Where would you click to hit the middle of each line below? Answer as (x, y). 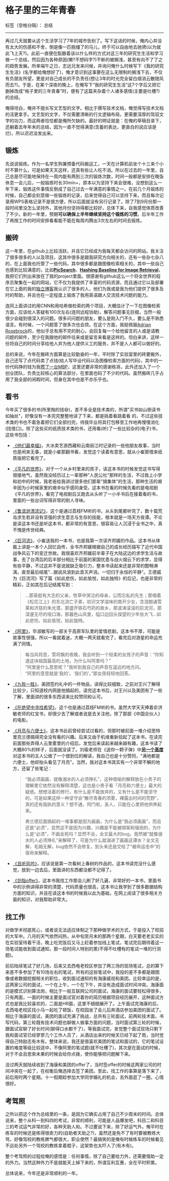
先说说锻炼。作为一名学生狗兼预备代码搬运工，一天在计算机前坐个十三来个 (82, 164)
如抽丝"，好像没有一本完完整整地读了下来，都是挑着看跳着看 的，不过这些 (82, 416)
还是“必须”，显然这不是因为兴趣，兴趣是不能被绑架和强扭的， (89, 828)
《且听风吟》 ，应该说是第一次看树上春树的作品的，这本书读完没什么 (82, 864)
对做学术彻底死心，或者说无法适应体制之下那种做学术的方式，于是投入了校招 (84, 930)
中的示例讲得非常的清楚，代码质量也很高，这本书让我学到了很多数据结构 (87, 887)
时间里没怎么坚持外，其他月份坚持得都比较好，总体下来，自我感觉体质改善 (87, 207)
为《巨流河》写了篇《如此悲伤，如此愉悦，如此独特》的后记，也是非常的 (87, 578)
